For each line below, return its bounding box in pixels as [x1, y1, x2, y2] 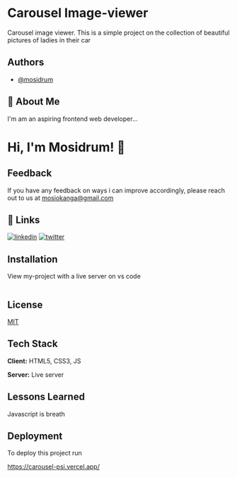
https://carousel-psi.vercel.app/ [7, 462, 100, 471]
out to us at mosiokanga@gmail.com [7, 193, 114, 202]
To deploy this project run [7, 449, 83, 457]
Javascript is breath [7, 409, 65, 418]
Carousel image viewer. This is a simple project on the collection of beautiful [7, 28, 230, 37]
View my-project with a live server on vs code [7, 272, 141, 281]
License [7, 298, 43, 310]
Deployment [7, 430, 63, 443]
